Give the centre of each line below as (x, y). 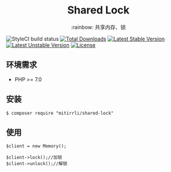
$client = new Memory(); (36, 146)
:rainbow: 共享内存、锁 (98, 27)
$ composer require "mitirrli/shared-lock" (60, 113)
